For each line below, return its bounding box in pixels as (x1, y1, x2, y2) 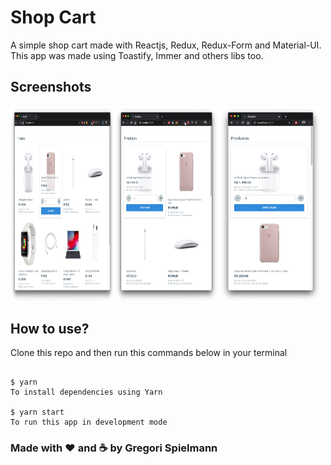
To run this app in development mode (10, 417, 168, 428)
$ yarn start (10, 407, 65, 418)
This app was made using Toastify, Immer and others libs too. (10, 49, 264, 61)
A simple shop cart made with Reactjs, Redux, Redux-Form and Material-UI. (10, 39, 322, 51)
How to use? (10, 320, 90, 337)
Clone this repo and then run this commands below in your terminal (10, 347, 288, 359)
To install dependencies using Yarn (10, 387, 163, 398)
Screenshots (10, 79, 92, 96)
